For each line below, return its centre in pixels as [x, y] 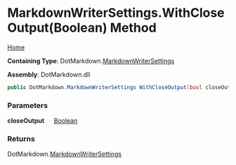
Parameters [27, 105]
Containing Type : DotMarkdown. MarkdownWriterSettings [91, 60]
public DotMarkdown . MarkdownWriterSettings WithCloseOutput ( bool [105, 87]
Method [133, 28]
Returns [21, 139]
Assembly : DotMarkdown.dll [49, 74]
